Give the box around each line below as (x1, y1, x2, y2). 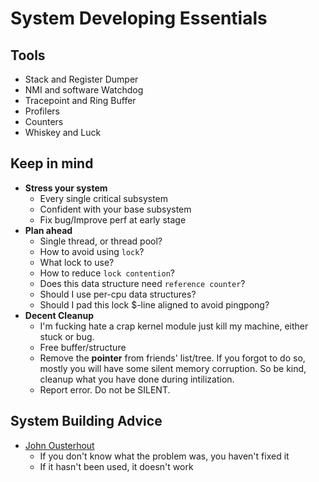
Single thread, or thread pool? (39, 235, 163, 247)
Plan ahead (24, 224, 73, 236)
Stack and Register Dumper (24, 73, 139, 85)
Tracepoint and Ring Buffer (24, 95, 137, 106)
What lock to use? (39, 256, 115, 268)
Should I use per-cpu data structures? (39, 288, 197, 300)
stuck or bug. (39, 330, 95, 342)
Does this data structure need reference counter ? (39, 277, 246, 289)
